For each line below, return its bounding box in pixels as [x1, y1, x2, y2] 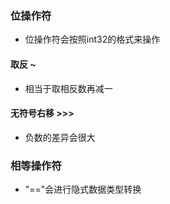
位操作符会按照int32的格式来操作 [24, 33, 161, 46]
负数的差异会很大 [24, 131, 96, 143]
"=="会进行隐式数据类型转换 [24, 183, 142, 195]
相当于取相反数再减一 [24, 82, 113, 94]
